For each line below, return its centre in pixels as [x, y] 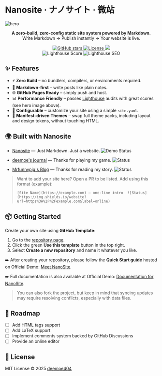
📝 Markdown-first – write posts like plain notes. [60, 87]
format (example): [35, 184]
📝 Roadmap [22, 313]
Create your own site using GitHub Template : [50, 231]
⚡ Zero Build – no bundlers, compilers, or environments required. [77, 80]
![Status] [137, 193]
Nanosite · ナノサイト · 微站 [60, 10]
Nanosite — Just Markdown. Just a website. [56, 150]
